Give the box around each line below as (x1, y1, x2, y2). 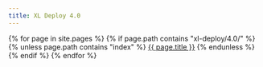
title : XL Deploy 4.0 (8, 11, 81, 20)
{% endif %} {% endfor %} (8, 50, 97, 60)
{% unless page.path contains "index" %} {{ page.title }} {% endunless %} (8, 41, 256, 52)
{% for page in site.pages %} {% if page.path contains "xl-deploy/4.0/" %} (8, 33, 256, 43)
